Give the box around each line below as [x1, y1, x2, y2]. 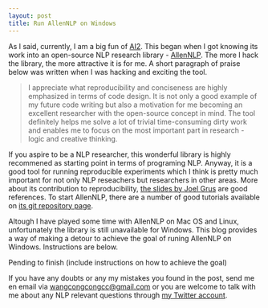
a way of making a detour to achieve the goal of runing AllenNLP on [8, 233, 232, 243]
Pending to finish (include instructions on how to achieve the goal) [8, 257, 227, 267]
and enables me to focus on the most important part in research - [27, 125, 245, 135]
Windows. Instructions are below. [8, 242, 119, 252]
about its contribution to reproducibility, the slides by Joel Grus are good [8, 183, 248, 193]
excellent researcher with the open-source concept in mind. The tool [27, 108, 255, 117]
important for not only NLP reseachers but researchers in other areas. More [8, 175, 258, 185]
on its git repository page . [8, 200, 94, 210]
